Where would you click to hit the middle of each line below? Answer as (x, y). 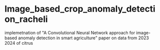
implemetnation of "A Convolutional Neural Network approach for (70, 33)
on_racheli (26, 19)
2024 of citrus (19, 43)
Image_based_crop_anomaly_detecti (80, 9)
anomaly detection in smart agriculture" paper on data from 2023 (84, 38)
